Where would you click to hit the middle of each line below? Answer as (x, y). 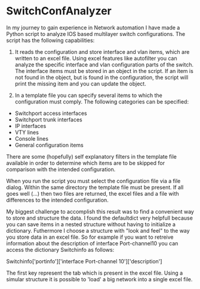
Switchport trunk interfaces (48, 119)
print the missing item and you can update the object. (80, 83)
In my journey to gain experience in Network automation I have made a (93, 28)
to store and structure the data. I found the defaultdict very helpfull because (99, 218)
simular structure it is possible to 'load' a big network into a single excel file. (99, 279)
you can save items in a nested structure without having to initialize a (91, 224)
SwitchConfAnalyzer (59, 11)
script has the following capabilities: (50, 40)
